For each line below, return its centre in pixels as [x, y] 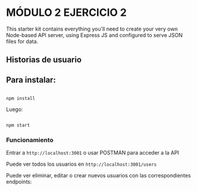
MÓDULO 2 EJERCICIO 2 [66, 13]
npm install [21, 99]
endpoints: [19, 182]
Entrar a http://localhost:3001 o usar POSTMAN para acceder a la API [93, 153]
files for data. [22, 41]
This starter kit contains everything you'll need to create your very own [92, 29]
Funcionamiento [30, 140]
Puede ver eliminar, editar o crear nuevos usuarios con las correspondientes [98, 176]
